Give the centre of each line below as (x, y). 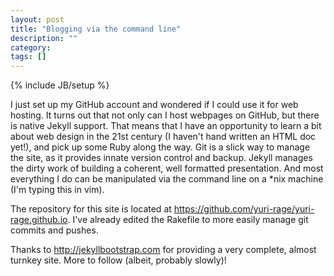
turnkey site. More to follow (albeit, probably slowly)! (118, 260)
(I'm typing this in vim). (57, 190)
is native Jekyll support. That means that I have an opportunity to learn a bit (166, 126)
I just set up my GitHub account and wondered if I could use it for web (154, 105)
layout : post (37, 19)
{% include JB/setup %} (60, 85)
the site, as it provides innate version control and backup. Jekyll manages (161, 158)
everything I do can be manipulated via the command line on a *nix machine (167, 179)
